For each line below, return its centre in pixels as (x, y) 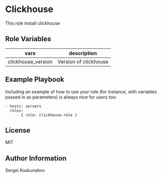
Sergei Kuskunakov (25, 170)
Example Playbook (35, 80)
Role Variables (28, 39)
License (18, 130)
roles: (17, 111)
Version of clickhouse (83, 61)
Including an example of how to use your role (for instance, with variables (81, 92)
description (83, 53)
